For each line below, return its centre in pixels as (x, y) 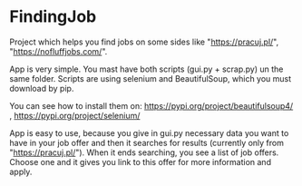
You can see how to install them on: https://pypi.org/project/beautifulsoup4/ (151, 105)
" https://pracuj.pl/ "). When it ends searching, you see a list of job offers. (144, 152)
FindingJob (53, 17)
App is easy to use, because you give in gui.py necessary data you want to (149, 132)
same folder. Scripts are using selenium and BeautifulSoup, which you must (151, 78)
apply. (21, 171)
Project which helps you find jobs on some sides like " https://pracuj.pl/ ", (144, 42)
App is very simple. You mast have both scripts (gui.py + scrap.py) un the (146, 69)
